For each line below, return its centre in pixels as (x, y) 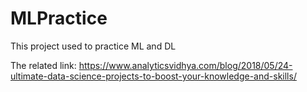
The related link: (43, 65)
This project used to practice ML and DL (93, 46)
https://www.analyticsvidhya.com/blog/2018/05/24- (185, 65)
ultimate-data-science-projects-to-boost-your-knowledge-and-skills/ (153, 76)
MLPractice (59, 18)
